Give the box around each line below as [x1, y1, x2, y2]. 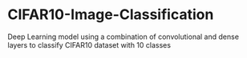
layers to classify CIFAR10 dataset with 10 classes [7, 40, 172, 49]
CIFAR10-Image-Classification [7, 6, 214, 24]
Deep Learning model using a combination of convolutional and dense [7, 32, 240, 41]
